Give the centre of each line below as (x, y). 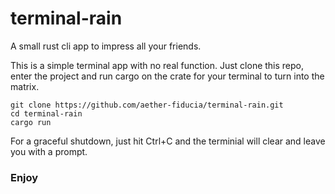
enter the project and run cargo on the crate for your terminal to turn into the (167, 76)
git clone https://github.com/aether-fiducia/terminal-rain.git (147, 105)
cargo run (31, 122)
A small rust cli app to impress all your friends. (106, 46)
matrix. (25, 86)
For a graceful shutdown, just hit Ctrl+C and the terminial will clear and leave (168, 141)
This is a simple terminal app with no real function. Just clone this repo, (157, 65)
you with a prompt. (49, 151)
